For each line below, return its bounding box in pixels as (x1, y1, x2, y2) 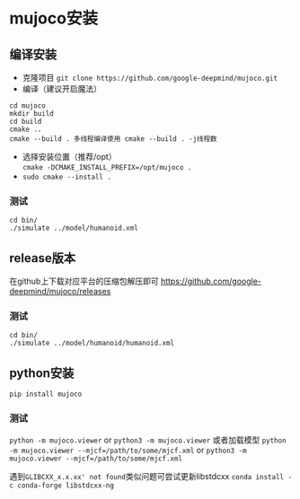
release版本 (9, 250, 76, 266)
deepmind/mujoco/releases (9, 286, 111, 297)
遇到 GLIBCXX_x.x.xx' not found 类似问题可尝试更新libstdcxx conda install (9, 470, 285, 481)
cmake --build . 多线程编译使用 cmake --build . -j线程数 (9, 135, 217, 144)
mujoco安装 (9, 8, 99, 29)
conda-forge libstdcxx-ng (17, 481, 115, 490)
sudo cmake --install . (22, 172, 112, 181)
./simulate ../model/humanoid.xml (9, 223, 139, 233)
